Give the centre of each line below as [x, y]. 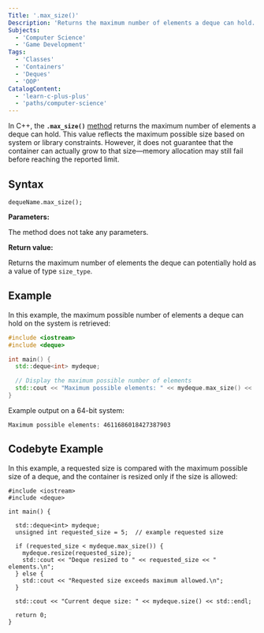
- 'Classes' [35, 60]
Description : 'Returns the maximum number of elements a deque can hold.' [134, 23]
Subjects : [24, 30]
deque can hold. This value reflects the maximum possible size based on [126, 134]
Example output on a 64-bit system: [66, 410]
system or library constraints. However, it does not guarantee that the [121, 143]
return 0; [31, 615]
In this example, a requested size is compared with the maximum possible [128, 468]
